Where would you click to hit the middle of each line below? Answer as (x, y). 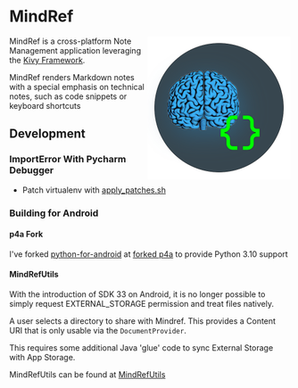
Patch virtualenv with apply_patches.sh (94, 190)
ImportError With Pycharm (68, 160)
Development (48, 134)
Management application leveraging (75, 50)
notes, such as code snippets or (68, 96)
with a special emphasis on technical (77, 87)
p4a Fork (26, 235)
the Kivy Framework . (47, 60)
